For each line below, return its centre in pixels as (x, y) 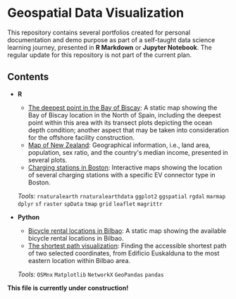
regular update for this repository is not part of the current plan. (100, 55)
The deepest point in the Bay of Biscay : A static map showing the (123, 108)
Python (29, 217)
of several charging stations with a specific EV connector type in (122, 174)
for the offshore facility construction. (81, 137)
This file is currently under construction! (68, 288)
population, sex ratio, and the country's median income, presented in (128, 152)
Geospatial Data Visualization (96, 13)
